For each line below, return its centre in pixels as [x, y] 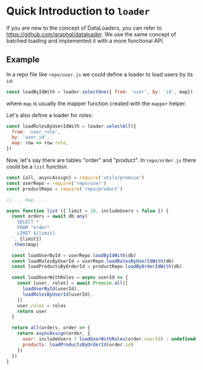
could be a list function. [37, 167]
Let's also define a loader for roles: [50, 115]
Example [23, 60]
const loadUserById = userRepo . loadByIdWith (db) [74, 255]
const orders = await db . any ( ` [51, 216]
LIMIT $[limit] [36, 233]
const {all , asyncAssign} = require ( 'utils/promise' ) [76, 178]
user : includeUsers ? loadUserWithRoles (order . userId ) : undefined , [110, 339]
